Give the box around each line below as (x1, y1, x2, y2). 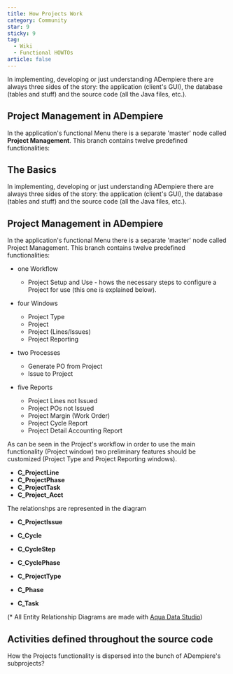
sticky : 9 (7, 29, 36, 37)
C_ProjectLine (17, 468, 59, 477)
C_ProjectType (17, 572, 62, 581)
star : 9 (7, 23, 30, 30)
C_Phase (17, 586, 44, 594)
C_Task (17, 599, 39, 608)
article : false (7, 56, 52, 63)
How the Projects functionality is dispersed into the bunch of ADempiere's (7, 652, 221, 660)
